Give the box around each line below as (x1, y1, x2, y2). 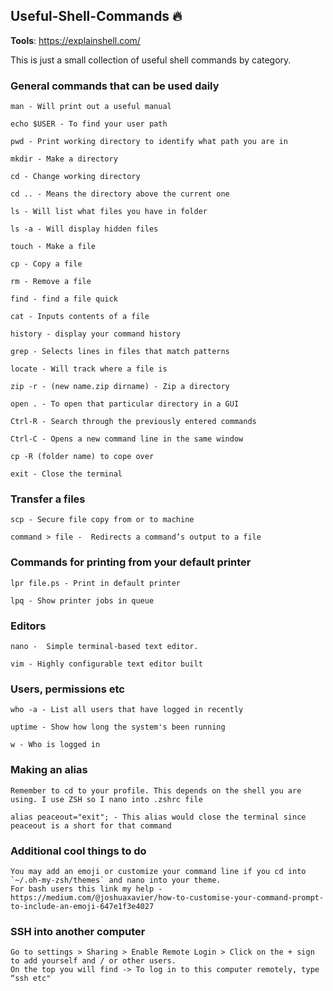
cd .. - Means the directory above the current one (10, 189, 230, 199)
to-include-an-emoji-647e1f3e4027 (10, 901, 155, 911)
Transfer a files (10, 492, 86, 506)
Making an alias (10, 763, 88, 777)
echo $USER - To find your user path (10, 119, 168, 129)
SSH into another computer (10, 924, 146, 938)
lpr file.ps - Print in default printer (10, 578, 182, 588)
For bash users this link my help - (10, 884, 163, 894)
